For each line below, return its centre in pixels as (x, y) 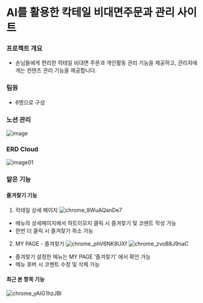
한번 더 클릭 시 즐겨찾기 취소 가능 (54, 230)
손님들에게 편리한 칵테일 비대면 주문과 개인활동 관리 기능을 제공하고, (96, 63)
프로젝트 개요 (24, 48)
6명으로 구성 (30, 102)
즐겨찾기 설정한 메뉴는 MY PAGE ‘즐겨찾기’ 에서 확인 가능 (83, 257)
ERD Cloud (22, 149)
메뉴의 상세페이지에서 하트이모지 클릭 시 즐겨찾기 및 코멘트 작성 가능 (96, 223)
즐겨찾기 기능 (22, 195)
